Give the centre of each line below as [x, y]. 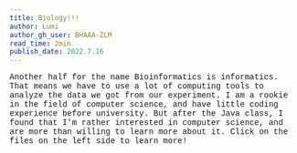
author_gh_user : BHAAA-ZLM [61, 35]
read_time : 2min [40, 43]
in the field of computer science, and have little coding [144, 105]
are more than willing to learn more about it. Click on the [149, 132]
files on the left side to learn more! [98, 141]
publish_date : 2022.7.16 [57, 52]
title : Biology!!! [44, 18]
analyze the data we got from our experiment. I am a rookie [149, 96]
